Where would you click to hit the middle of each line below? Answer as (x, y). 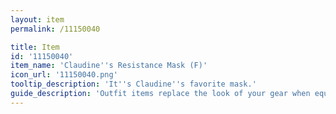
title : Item (35, 47)
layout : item (37, 19)
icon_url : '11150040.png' (64, 75)
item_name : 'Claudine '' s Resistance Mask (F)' (109, 66)
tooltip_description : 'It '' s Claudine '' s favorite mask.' (133, 84)
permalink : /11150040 (55, 29)
